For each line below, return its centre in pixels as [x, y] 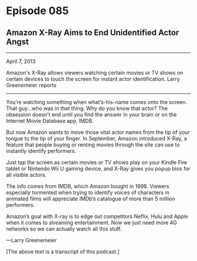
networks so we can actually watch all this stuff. [64, 229]
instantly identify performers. [41, 151]
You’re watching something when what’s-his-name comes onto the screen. [97, 102]
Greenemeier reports [31, 85]
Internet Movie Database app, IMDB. [50, 121]
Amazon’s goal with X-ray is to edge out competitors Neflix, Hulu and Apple [97, 216]
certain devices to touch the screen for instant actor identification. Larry [93, 79]
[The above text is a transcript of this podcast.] [63, 252]
